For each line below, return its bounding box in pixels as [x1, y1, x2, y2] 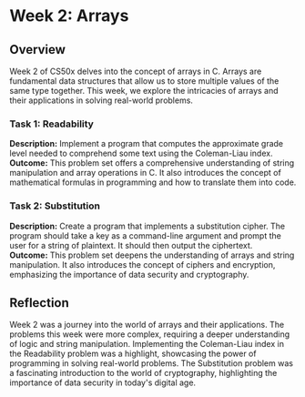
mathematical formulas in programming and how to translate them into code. [9, 177, 297, 188]
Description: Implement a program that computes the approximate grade [9, 138, 284, 149]
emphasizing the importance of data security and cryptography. [9, 269, 249, 280]
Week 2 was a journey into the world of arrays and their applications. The [9, 320, 285, 331]
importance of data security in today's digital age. [9, 377, 197, 388]
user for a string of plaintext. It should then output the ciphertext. [9, 239, 253, 250]
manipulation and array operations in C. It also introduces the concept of [9, 168, 282, 178]
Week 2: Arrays [9, 5, 129, 26]
